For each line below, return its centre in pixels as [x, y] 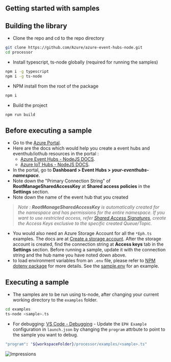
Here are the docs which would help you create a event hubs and [81, 148]
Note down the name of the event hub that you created [70, 197]
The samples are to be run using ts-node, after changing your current [86, 294]
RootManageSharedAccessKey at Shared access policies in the [81, 186]
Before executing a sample [48, 130]
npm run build [20, 115]
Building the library [36, 26]
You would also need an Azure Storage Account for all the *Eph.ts [82, 233]
